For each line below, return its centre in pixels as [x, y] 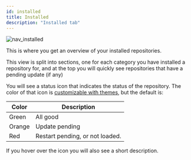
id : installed [24, 12]
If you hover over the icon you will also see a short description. [82, 151]
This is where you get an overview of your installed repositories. [84, 51]
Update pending [58, 126]
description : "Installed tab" [43, 22]
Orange [19, 126]
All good [47, 117]
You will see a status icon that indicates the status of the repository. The [94, 86]
